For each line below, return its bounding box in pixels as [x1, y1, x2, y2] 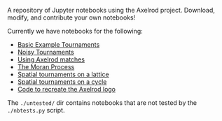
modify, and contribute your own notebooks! [7, 13, 136, 22]
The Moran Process [17, 63, 75, 71]
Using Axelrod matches [17, 55, 85, 64]
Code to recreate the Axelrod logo [17, 85, 116, 93]
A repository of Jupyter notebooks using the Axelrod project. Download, [7, 6, 216, 14]
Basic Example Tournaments [17, 41, 100, 48]
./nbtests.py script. [7, 106, 65, 114]
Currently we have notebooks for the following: [7, 27, 144, 35]
